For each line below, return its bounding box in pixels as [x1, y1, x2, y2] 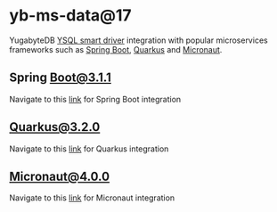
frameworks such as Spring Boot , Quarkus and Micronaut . [9, 44, 223, 54]
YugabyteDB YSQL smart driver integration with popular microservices [9, 35, 269, 45]
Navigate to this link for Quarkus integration [9, 143, 169, 154]
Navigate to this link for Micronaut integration [9, 192, 175, 203]
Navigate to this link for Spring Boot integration [9, 94, 182, 104]
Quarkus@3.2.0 [9, 119, 101, 135]
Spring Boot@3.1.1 [9, 70, 111, 86]
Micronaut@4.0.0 [9, 168, 110, 183]
